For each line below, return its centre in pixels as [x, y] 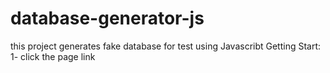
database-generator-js [107, 18]
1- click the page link [53, 56]
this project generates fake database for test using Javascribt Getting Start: [166, 46]
